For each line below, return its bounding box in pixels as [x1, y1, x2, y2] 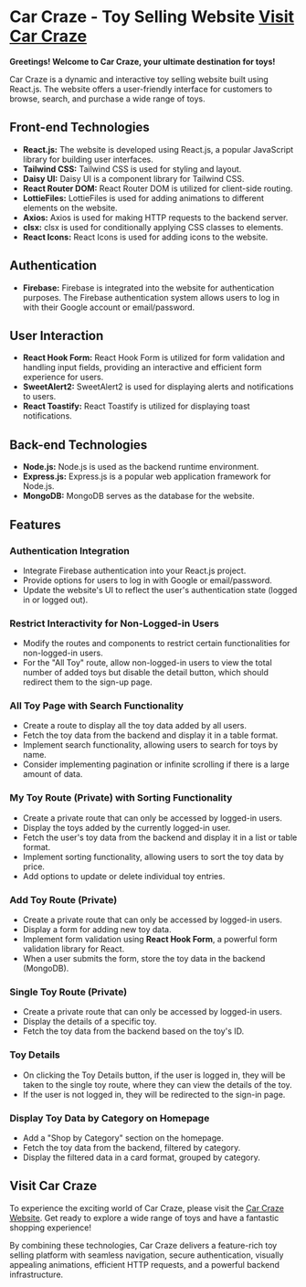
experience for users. [22, 372, 104, 383]
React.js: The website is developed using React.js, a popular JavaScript [22, 144, 294, 154]
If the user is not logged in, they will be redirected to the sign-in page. [22, 1089, 286, 1100]
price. [22, 861, 46, 872]
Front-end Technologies [9, 120, 150, 135]
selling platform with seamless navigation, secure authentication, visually [9, 1250, 284, 1260]
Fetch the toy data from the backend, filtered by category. [22, 1142, 241, 1153]
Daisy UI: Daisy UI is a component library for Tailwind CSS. [22, 173, 245, 184]
